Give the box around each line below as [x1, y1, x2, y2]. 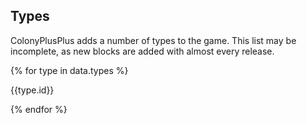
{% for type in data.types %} [10, 64, 129, 76]
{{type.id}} [10, 84, 55, 96]
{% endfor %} [10, 103, 68, 115]
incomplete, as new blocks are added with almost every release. [10, 45, 275, 57]
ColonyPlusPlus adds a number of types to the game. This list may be [10, 34, 297, 46]
